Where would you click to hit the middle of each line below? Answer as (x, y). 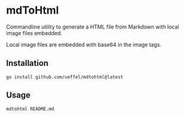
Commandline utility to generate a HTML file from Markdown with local (93, 27)
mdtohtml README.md (30, 109)
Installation (27, 63)
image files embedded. (34, 33)
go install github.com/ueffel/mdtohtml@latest (65, 77)
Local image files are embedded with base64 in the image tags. (84, 45)
